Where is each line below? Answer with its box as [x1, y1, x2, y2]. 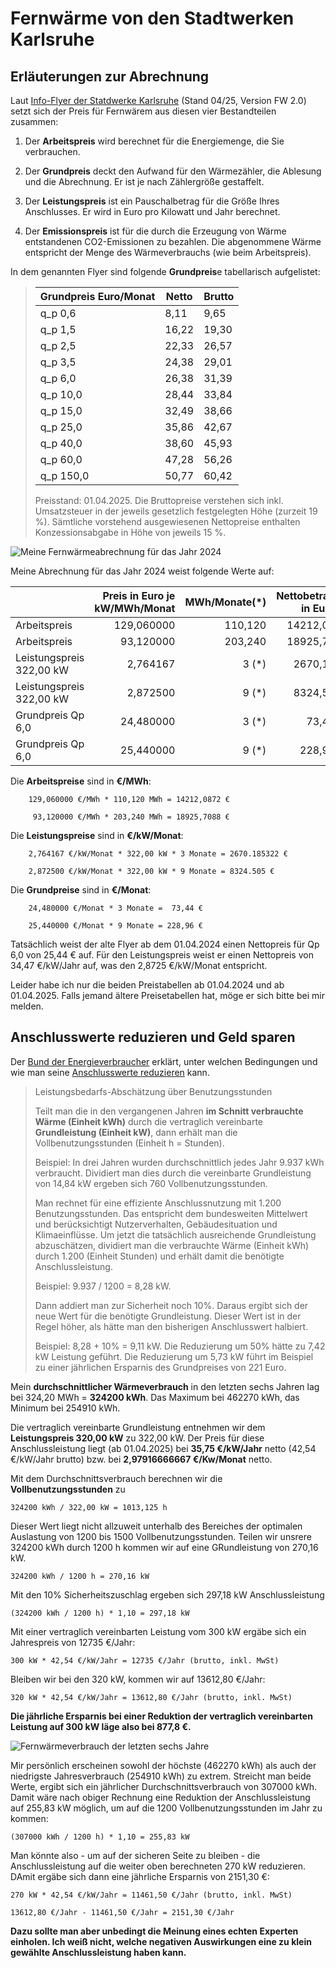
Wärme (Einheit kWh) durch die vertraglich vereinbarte [34, 1115, 264, 1127]
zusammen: [10, 116, 59, 127]
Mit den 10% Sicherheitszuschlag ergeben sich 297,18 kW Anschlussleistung [10, 1588, 325, 1601]
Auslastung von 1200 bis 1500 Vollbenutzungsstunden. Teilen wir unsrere [10, 1530, 312, 1542]
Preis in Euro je [102, 589, 176, 602]
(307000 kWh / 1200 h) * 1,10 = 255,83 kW [10, 1832, 190, 1842]
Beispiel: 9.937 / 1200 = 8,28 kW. [34, 1280, 172, 1292]
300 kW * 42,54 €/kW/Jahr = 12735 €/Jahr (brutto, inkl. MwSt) [10, 1655, 280, 1666]
